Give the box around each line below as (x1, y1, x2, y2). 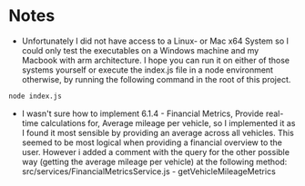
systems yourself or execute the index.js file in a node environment (21, 64, 274, 75)
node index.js (8, 92, 63, 101)
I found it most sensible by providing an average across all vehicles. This (21, 127, 295, 138)
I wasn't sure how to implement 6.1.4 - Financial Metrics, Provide (21, 108, 264, 119)
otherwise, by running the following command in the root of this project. (21, 73, 291, 84)
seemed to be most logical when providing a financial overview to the (21, 137, 283, 148)
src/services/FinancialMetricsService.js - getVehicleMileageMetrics (21, 165, 277, 177)
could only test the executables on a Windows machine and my (21, 44, 259, 55)
